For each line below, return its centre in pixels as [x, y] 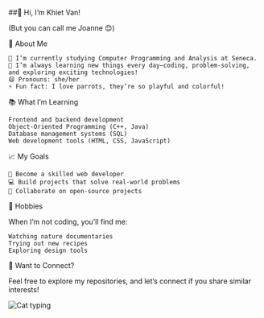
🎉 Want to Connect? [41, 265]
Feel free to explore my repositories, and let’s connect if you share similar [130, 281]
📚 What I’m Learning [43, 102]
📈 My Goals [29, 156]
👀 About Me [28, 43]
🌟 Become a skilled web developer [66, 174]
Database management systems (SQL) [68, 134]
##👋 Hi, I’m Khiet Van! [44, 12]
